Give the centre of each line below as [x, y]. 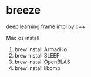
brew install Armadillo [41, 49]
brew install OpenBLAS [42, 62]
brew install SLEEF [37, 55]
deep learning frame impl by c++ [46, 26]
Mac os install [23, 38]
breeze [23, 10]
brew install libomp [37, 68]
